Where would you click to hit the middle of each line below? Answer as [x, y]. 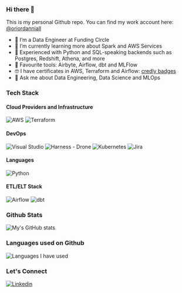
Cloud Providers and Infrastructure [50, 107]
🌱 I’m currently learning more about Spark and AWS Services [88, 46]
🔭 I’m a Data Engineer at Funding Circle [62, 40]
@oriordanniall [24, 28]
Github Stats [24, 215]
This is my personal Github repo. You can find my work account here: [90, 22]
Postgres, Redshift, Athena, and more [60, 59]
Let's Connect [27, 271]
